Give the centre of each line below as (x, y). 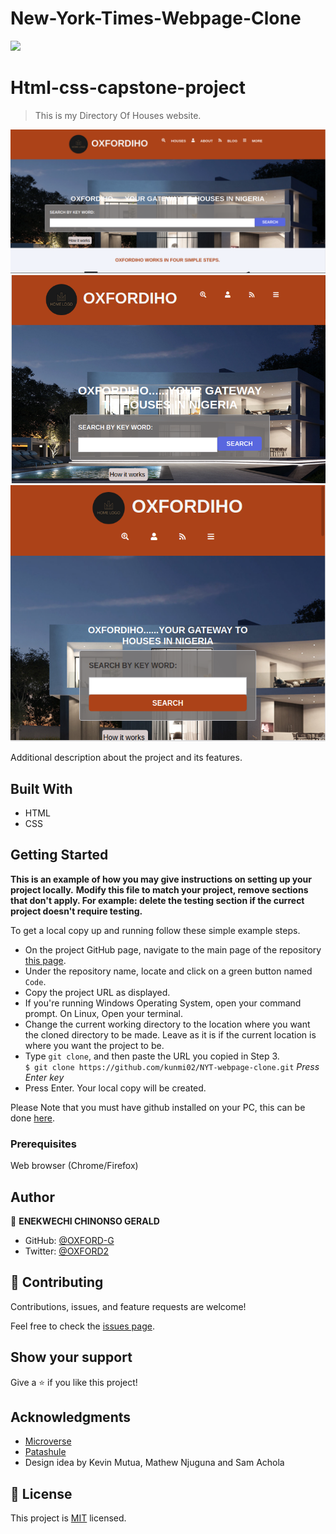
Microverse (48, 1441)
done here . (33, 1118)
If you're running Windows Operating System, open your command (163, 1003)
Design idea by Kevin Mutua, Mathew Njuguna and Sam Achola (154, 1463)
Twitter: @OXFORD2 (67, 1251)
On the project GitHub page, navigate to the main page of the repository (173, 949)
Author (32, 1197)
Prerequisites (43, 1144)
